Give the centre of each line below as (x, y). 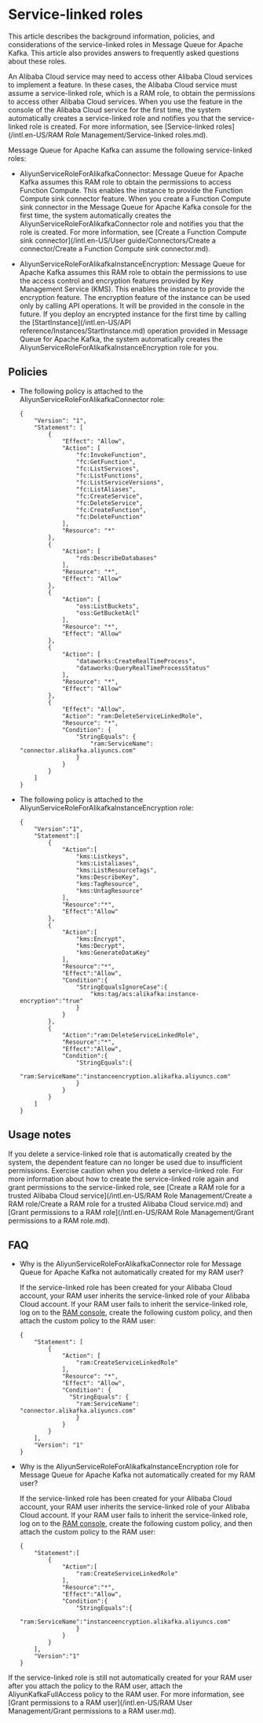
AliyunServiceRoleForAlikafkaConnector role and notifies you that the (131, 223)
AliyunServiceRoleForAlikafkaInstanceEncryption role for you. (119, 347)
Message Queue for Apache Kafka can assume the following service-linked (130, 150)
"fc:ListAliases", (106, 489)
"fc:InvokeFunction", (111, 455)
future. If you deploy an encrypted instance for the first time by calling (133, 314)
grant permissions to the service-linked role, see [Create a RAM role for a (127, 1187)
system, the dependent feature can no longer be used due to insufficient (126, 1162)
